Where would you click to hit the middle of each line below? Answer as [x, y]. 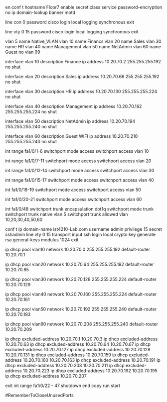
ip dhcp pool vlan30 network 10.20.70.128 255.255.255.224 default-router [81, 279]
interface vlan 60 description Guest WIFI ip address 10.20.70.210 [72, 136]
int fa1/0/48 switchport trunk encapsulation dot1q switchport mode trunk [80, 209]
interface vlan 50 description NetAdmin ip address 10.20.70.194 [70, 121]
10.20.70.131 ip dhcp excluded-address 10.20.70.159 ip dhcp [67, 355]
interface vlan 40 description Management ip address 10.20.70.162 [74, 106]
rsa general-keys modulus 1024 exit [42, 240]
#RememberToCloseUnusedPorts [39, 395]
